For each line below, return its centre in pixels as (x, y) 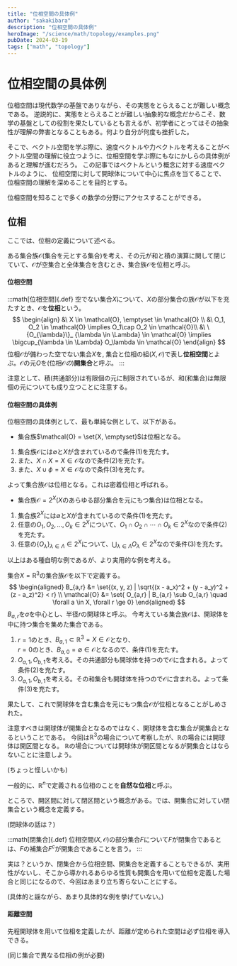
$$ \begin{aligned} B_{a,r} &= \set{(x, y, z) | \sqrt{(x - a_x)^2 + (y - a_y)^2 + (119, 587)
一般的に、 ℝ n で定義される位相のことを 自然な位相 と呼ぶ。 (92, 785)
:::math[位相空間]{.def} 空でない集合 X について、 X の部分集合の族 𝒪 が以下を (115, 299)
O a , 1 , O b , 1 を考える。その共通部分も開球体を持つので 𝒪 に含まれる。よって (123, 661)
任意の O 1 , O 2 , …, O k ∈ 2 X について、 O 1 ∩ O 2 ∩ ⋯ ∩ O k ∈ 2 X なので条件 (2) (122, 525)
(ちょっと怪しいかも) (38, 770)
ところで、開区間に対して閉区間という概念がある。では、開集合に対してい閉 (118, 800)
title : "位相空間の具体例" (43, 14)
